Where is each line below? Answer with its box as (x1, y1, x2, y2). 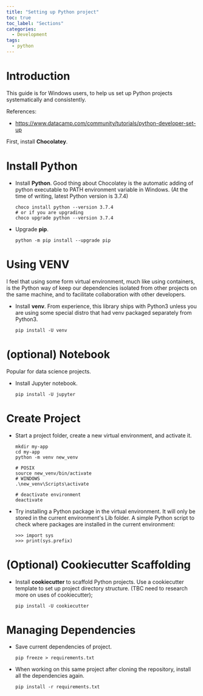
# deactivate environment (15, 492, 81, 498)
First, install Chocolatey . (6, 138, 68, 145)
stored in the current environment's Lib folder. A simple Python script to (15, 514, 194, 522)
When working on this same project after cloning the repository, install (15, 666, 191, 673)
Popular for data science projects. (6, 367, 91, 375)
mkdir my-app (15, 443, 49, 450)
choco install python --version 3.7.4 (15, 204, 114, 210)
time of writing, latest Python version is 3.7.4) (15, 192, 129, 199)
